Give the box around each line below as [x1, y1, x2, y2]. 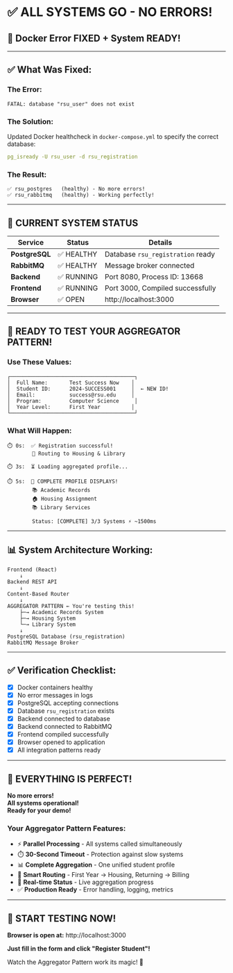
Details [148, 237, 173, 247]
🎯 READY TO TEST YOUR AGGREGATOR [7, 325, 181, 337]
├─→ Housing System [19, 615, 76, 622]
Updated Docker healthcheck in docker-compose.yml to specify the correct [7, 132, 219, 140]
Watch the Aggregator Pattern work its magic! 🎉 [7, 958, 144, 967]
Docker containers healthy [17, 683, 94, 691]
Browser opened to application [17, 738, 105, 746]
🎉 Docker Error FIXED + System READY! [7, 32, 181, 44]
